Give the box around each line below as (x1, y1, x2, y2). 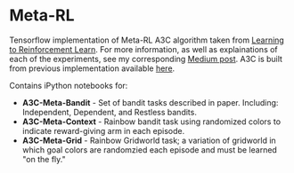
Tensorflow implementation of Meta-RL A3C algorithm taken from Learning (9, 35, 285, 45)
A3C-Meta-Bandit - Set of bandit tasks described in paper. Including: (21, 97, 279, 107)
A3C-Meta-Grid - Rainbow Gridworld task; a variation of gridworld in (21, 135, 276, 145)
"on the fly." (21, 153, 66, 164)
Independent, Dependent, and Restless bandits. (21, 106, 198, 117)
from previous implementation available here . (9, 63, 176, 74)
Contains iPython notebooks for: (9, 80, 128, 90)
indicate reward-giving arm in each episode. (21, 125, 185, 136)
